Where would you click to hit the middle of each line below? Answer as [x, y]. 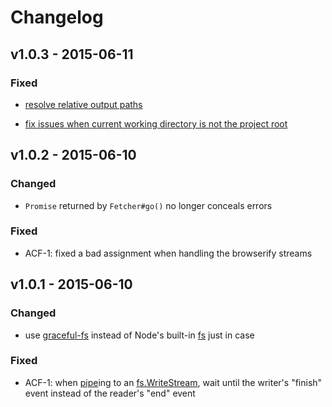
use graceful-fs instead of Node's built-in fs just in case [139, 335]
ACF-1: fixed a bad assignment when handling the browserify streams [168, 253]
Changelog [57, 17]
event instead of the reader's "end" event [110, 393]
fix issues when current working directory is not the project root [156, 123]
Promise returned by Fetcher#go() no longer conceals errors [148, 205]
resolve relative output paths [83, 104]
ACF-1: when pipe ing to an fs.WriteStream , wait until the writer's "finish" [173, 382]
